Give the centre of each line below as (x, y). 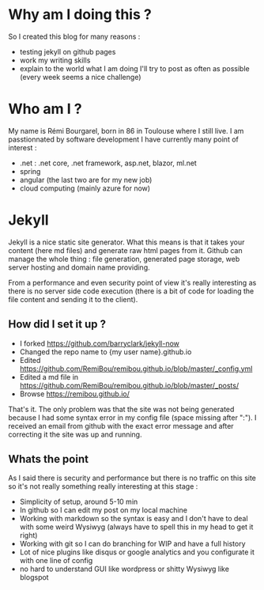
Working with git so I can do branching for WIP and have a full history (133, 544)
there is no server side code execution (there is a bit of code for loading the (131, 291)
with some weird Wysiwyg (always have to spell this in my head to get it (136, 527)
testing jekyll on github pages (68, 51)
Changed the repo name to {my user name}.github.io (106, 352)
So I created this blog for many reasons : (74, 36)
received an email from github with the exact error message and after (121, 425)
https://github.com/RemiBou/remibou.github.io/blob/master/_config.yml (136, 369)
